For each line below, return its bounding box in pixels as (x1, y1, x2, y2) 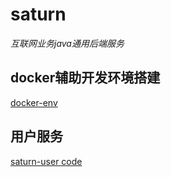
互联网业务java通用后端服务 (10, 37, 125, 49)
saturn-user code (10, 155, 83, 167)
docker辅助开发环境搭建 (10, 69, 161, 87)
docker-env (10, 96, 58, 108)
